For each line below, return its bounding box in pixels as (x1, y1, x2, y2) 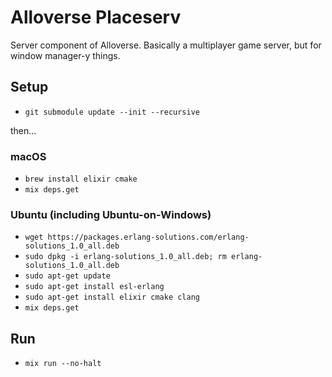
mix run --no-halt (24, 359, 102, 369)
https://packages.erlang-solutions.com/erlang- (47, 232, 250, 243)
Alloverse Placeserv (10, 6, 182, 29)
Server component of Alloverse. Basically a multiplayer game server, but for (10, 39, 322, 51)
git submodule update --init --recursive (24, 107, 200, 117)
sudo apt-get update (24, 271, 111, 281)
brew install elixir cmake (24, 174, 138, 185)
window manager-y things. (10, 49, 121, 61)
